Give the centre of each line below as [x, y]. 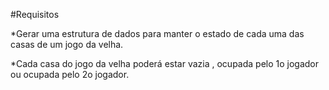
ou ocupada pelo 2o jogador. [70, 74]
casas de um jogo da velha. [67, 44]
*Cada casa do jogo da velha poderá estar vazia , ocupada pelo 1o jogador [165, 63]
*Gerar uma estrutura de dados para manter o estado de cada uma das [157, 33]
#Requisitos [35, 14]
